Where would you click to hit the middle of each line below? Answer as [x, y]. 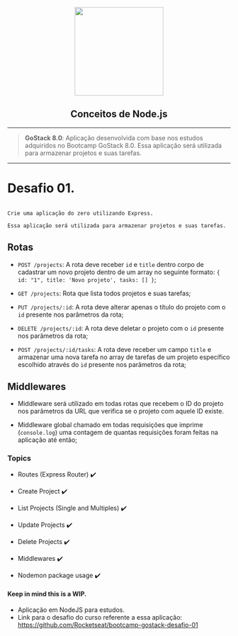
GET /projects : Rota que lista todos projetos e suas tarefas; [104, 293]
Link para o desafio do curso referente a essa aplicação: [100, 617]
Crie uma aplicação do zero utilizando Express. [80, 213]
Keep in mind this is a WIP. [47, 594]
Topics [19, 458]
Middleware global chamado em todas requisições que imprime [110, 425]
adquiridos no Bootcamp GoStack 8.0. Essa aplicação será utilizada [123, 145]
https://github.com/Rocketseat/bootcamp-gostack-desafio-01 [108, 625]
